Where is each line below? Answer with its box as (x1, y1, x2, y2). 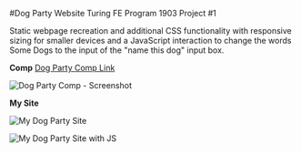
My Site (9, 97, 39, 108)
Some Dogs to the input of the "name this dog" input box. (9, 45, 225, 56)
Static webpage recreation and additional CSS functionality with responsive (9, 25, 293, 36)
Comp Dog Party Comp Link (9, 63, 115, 73)
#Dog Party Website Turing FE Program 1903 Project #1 (9, 8, 216, 18)
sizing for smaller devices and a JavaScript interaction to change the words (9, 36, 292, 46)
